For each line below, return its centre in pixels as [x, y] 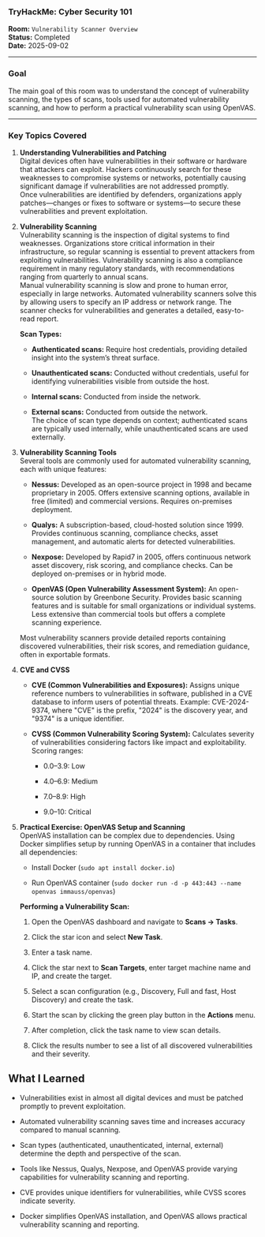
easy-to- [230, 310]
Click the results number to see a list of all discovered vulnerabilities [142, 1045]
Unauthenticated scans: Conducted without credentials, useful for [140, 372]
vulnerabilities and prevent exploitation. [84, 211]
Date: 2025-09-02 [39, 46]
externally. [48, 437]
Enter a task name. [62, 952]
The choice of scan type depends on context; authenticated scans [140, 420]
